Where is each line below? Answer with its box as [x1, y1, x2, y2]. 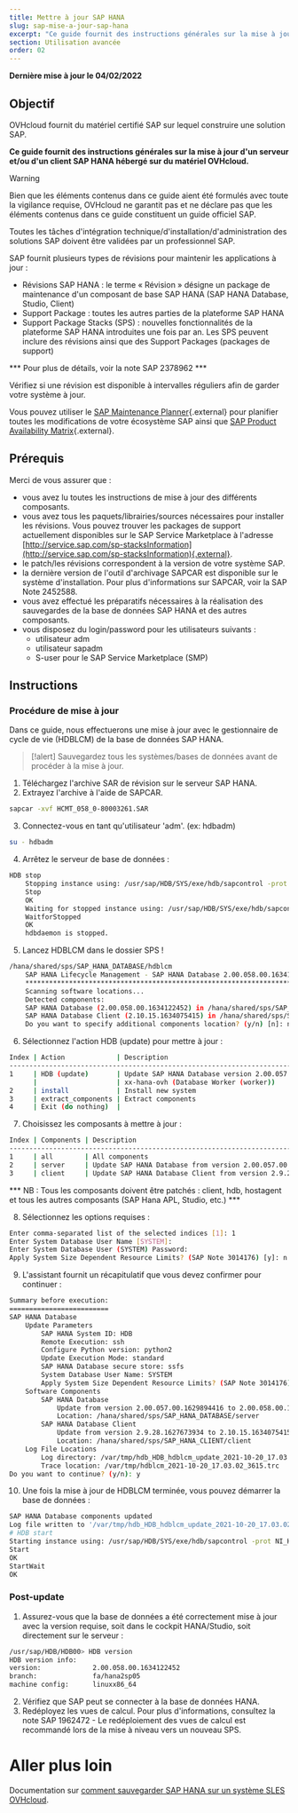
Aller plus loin [9, 1755, 113, 1776]
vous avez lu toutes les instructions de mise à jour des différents [21, 492, 257, 503]
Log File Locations [25, 1445, 98, 1453]
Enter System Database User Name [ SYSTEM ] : [9, 1237, 173, 1246]
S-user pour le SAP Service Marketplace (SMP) [35, 652, 208, 662]
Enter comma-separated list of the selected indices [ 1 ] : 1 [9, 1229, 237, 1238]
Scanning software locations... [25, 986, 145, 995]
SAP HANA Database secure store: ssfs [41, 1362, 184, 1372]
